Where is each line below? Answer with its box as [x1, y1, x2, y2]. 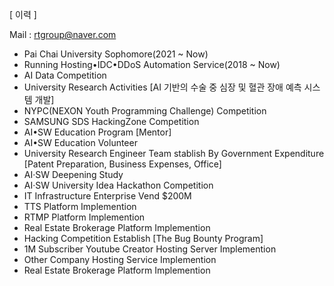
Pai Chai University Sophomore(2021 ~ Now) [23, 48, 209, 60]
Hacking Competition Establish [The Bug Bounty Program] [23, 233, 264, 244]
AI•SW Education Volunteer [23, 137, 138, 148]
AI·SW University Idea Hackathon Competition [23, 179, 214, 191]
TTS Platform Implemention [23, 201, 137, 212]
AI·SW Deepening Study [23, 169, 124, 180]
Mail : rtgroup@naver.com [9, 29, 117, 40]
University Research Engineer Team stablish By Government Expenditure [23, 148, 325, 159]
